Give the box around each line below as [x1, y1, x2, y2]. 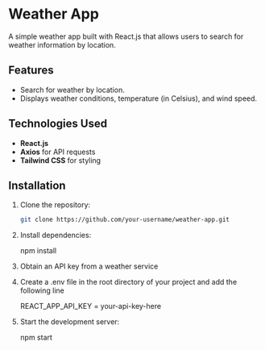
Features [8, 64, 54, 77]
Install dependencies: [19, 231, 92, 240]
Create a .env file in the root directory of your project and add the [19, 277, 238, 287]
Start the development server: [19, 317, 120, 327]
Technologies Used [8, 117, 107, 131]
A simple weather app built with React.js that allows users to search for [8, 31, 244, 41]
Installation [8, 178, 66, 192]
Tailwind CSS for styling [19, 155, 101, 165]
